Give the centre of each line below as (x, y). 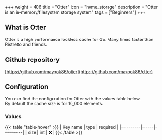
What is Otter (26, 28)
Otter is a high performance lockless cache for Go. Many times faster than (79, 39)
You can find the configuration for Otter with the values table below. (73, 99)
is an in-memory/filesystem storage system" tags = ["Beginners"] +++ (75, 12)
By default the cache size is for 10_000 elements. (54, 104)
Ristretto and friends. (26, 44)
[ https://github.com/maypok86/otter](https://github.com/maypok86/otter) (79, 71)
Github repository (32, 60)
